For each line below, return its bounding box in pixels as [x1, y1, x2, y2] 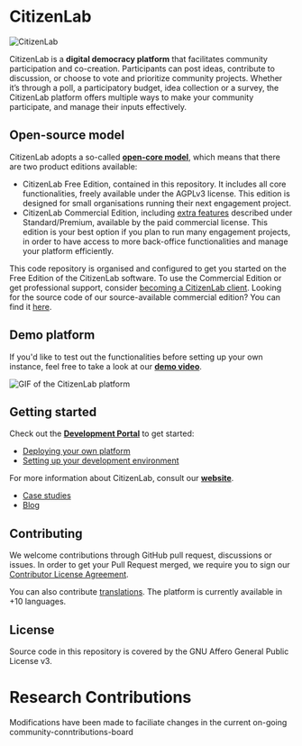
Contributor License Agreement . [9, 569, 129, 580]
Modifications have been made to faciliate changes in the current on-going [9, 716, 288, 727]
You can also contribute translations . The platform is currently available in [9, 587, 283, 597]
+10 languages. [9, 596, 67, 607]
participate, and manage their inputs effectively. [9, 101, 188, 112]
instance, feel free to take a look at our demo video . [9, 360, 203, 371]
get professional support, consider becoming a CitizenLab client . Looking [9, 282, 282, 293]
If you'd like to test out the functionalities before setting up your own [9, 351, 263, 362]
